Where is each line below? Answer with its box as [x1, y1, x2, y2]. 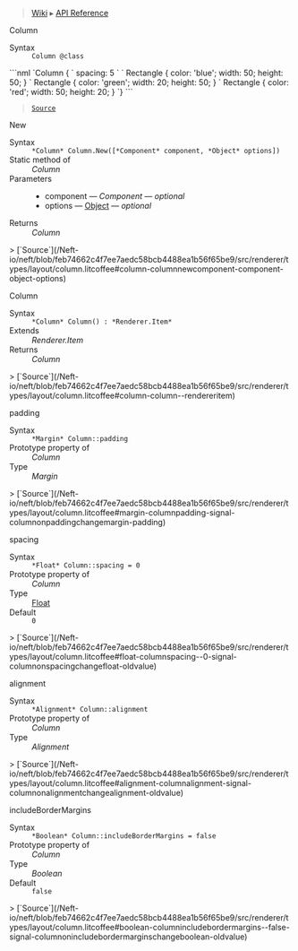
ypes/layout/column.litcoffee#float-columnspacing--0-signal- [9, 652, 237, 661]
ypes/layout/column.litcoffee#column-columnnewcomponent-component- [9, 264, 284, 274]
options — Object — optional [44, 201, 152, 211]
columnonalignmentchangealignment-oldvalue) [9, 788, 184, 798]
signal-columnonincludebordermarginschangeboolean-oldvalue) [9, 931, 248, 942]
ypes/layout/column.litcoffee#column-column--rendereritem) [9, 390, 235, 401]
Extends [9, 325, 40, 335]
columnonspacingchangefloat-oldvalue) [9, 661, 158, 671]
